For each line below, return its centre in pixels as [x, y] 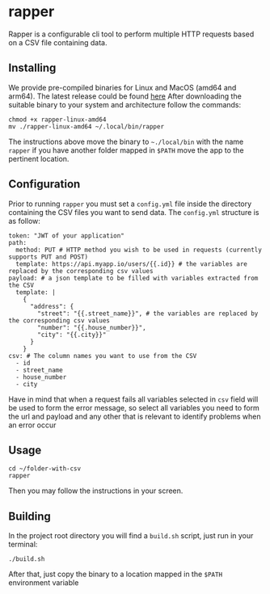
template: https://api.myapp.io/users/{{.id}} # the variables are [132, 264]
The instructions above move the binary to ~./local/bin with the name [126, 141]
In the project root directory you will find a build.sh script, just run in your [131, 536]
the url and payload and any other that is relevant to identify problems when [135, 416]
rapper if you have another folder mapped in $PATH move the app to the [126, 150]
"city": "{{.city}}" [72, 335]
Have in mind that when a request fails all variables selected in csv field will [133, 399]
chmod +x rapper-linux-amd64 [57, 120]
